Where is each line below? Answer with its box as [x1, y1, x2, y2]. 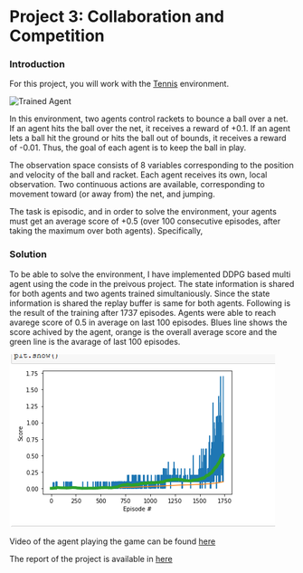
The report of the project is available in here [9, 553, 174, 564]
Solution [9, 248, 48, 261]
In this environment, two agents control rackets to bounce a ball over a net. [9, 113, 289, 124]
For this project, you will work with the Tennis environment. [9, 79, 229, 90]
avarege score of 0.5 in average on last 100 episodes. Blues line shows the [9, 317, 288, 328]
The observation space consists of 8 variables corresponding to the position [9, 160, 294, 171]
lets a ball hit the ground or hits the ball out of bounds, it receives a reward [9, 133, 287, 144]
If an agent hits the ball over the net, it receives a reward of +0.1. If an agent [9, 123, 291, 134]
